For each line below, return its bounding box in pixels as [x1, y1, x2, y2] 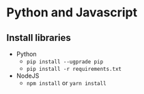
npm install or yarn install [26, 79, 106, 87]
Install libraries [6, 32, 71, 44]
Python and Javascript [6, 5, 138, 20]
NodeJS [16, 72, 40, 80]
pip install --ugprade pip [26, 59, 104, 65]
